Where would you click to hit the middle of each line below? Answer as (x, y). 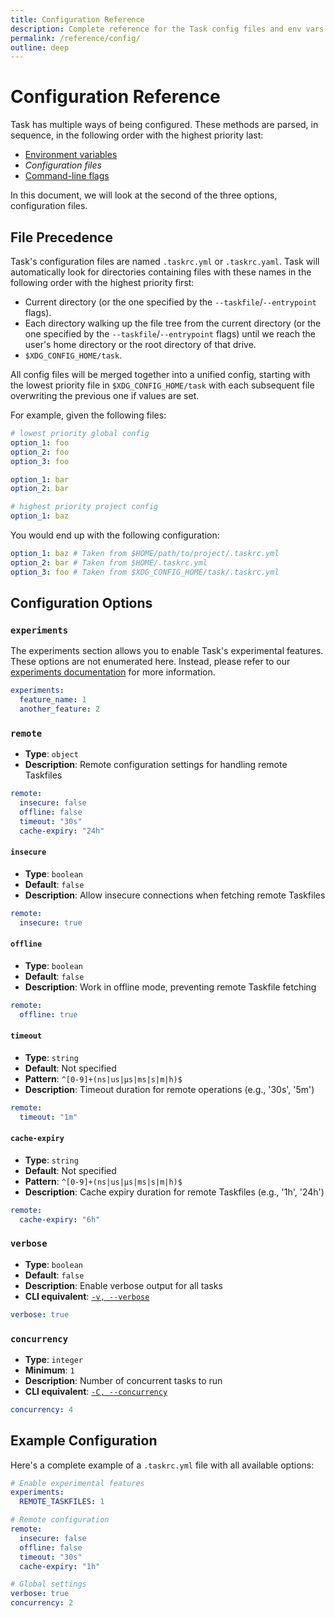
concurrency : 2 (42, 1603)
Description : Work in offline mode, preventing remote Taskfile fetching (170, 987)
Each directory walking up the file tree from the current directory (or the (173, 323)
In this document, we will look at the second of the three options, (144, 195)
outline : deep (40, 47)
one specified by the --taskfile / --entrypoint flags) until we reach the (170, 334)
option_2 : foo (40, 452)
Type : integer (53, 1359)
